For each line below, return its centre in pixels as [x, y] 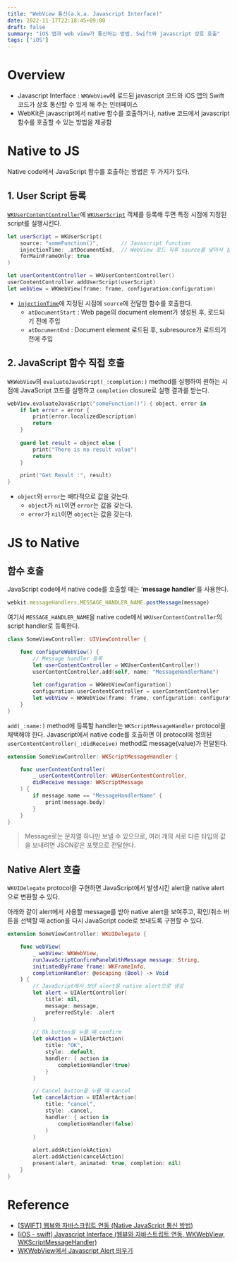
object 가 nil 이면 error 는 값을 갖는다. [80, 506]
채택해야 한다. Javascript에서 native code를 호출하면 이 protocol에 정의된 [110, 734]
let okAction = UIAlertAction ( [79, 1039]
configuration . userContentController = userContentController [126, 691]
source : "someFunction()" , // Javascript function [105, 243]
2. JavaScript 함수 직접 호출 [66, 363]
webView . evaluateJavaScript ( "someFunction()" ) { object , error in [107, 404]
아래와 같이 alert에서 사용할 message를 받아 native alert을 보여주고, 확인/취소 [115, 912]
